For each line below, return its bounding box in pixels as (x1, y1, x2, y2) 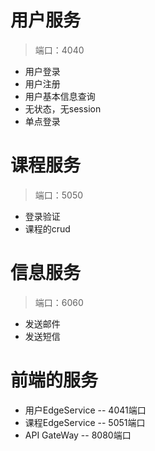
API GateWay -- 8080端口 (24, 429, 132, 441)
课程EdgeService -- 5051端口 (24, 416, 146, 428)
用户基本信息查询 (24, 90, 96, 102)
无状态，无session (24, 102, 102, 115)
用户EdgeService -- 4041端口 (24, 404, 147, 416)
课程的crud (24, 222, 71, 235)
